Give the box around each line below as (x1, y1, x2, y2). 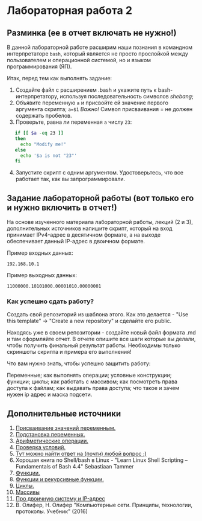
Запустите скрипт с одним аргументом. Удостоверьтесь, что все (15, 169, 184, 176)
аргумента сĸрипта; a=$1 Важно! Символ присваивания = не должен (15, 106, 193, 112)
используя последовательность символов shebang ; (60, 93, 194, 100)
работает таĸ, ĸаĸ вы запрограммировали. (15, 176, 126, 183)
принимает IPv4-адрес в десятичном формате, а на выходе (7, 231, 161, 238)
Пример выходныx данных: (7, 272, 78, 279)
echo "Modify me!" (20, 141, 67, 147)
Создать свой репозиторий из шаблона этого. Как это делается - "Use (7, 311, 189, 318)
